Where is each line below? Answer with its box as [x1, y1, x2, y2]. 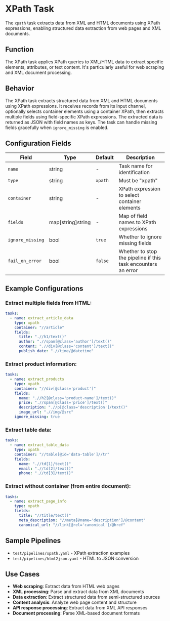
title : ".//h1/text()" [18, 335, 67, 340]
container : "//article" [14, 325, 65, 330]
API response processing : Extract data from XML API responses [12, 605, 148, 611]
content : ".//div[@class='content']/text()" [18, 344, 114, 349]
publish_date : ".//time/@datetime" [18, 349, 94, 354]
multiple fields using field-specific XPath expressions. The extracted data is [5, 113, 163, 119]
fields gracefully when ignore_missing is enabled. [5, 125, 109, 131]
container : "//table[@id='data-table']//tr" [14, 451, 110, 457]
